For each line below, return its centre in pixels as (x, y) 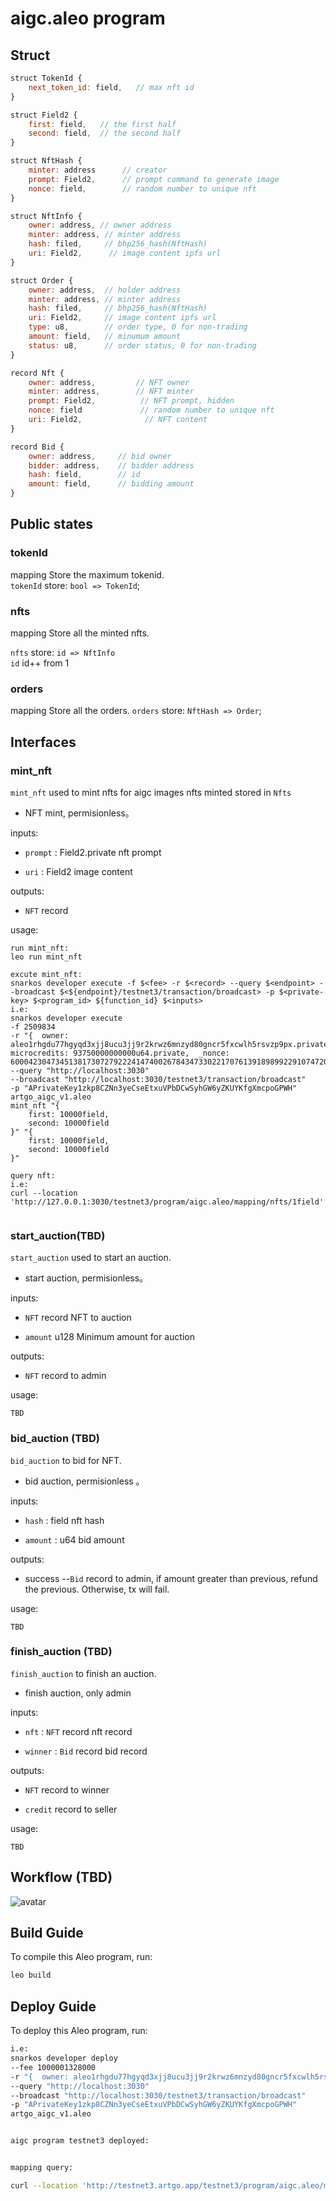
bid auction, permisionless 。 (84, 1481)
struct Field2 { (44, 115)
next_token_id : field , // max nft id (111, 87)
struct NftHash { (46, 161)
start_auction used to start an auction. (91, 1258)
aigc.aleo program (88, 18)
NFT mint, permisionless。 (79, 813)
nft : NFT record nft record (78, 1731)
